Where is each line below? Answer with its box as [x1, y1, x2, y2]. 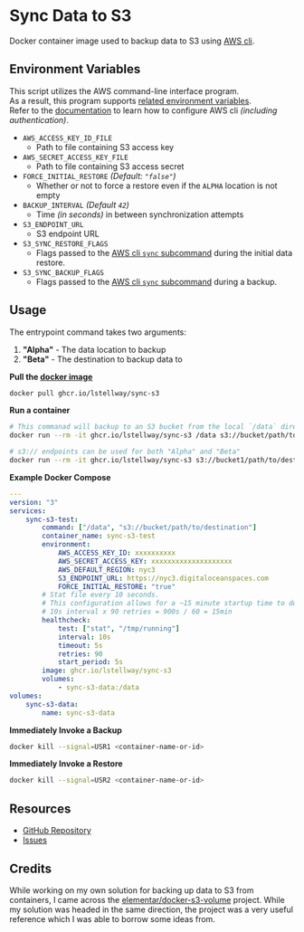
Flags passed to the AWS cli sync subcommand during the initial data [35, 247, 293, 258]
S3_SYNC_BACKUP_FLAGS [22, 268, 104, 277]
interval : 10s [57, 632, 111, 642]
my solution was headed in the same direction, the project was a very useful [9, 904, 294, 915]
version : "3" [9, 498, 59, 507]
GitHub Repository [22, 825, 92, 836]
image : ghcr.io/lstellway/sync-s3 [42, 666, 172, 675]
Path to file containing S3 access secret [35, 160, 185, 172]
